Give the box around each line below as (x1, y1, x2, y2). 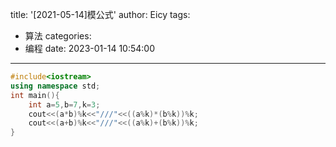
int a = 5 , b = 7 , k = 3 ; (28, 99, 101, 110)
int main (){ (10, 90, 60, 100)
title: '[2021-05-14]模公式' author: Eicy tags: (10, 9, 191, 20)
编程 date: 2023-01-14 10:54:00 (24, 43, 155, 54)
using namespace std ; (10, 81, 101, 91)
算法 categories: (24, 30, 92, 42)
